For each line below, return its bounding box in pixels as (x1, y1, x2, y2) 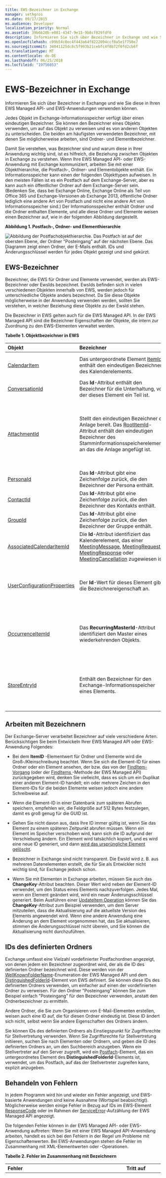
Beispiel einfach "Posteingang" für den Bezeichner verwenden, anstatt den (5, 993, 158, 999)
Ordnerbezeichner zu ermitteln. (5, 998, 69, 1004)
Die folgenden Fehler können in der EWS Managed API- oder (5, 1123, 129, 1129)
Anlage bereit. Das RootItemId (79, 421, 149, 428)
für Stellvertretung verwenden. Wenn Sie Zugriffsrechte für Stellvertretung (5, 1033, 157, 1039)
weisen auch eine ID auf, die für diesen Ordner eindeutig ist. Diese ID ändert (5, 1013, 160, 1019)
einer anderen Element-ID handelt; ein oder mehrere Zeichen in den (12, 780, 150, 785)
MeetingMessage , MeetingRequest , (79, 543, 162, 550)
